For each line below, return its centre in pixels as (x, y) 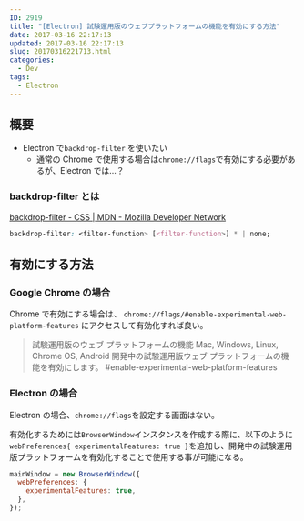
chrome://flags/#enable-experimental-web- (205, 315)
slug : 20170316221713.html (61, 52)
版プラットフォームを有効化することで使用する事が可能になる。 (129, 456)
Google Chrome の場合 (60, 292)
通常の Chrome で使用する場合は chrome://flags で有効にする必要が (162, 159)
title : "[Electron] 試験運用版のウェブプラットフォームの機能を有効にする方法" (145, 26)
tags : (20, 77)
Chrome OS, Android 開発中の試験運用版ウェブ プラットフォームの (157, 356)
